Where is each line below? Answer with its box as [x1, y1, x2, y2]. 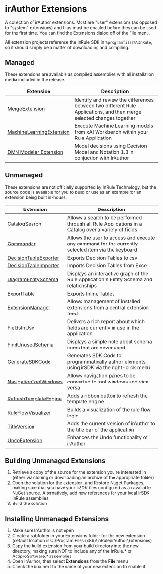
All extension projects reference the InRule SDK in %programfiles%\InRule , [5, 39, 153, 45]
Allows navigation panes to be [67, 372, 136, 379]
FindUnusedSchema [7, 341, 54, 348]
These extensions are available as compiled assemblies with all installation [5, 71, 154, 77]
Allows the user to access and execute [67, 234, 155, 241]
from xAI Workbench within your [74, 128, 148, 135]
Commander [7, 240, 36, 247]
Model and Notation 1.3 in [74, 148, 134, 155]
